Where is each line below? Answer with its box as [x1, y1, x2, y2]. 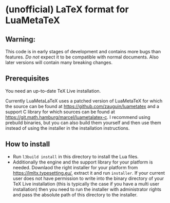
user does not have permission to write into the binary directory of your [12, 175, 164, 181]
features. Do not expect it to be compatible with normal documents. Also [5, 54, 159, 60]
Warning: [5, 35, 36, 44]
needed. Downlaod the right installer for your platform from [12, 164, 138, 170]
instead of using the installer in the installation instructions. [5, 125, 130, 131]
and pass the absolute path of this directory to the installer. [12, 191, 138, 198]
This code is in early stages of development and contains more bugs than [5, 49, 161, 54]
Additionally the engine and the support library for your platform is [12, 159, 153, 165]
